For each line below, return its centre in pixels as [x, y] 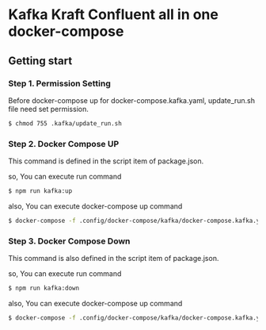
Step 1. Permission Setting [59, 83]
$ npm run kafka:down [44, 288]
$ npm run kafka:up [40, 191]
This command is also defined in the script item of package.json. [114, 259]
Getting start [40, 61]
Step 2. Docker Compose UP [64, 144]
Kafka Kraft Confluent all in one [114, 15]
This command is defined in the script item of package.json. [106, 161]
